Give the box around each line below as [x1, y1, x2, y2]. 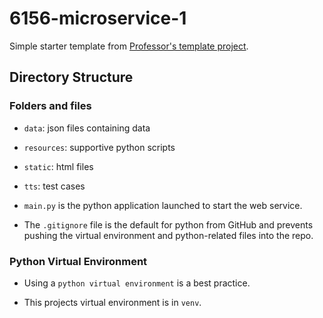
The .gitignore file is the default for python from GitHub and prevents [23, 218, 314, 231]
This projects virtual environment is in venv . [23, 296, 202, 308]
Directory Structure [9, 69, 134, 86]
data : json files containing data [23, 122, 151, 134]
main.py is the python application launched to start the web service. [23, 199, 303, 211]
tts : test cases [23, 180, 86, 192]
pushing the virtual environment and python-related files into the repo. [23, 229, 314, 241]
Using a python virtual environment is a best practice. [23, 277, 251, 289]
